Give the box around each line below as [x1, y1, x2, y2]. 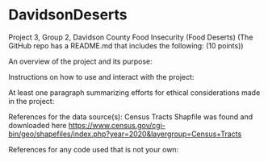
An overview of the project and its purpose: [8, 56, 153, 66]
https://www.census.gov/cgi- [68, 120, 165, 130]
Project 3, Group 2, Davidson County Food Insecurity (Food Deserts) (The [8, 32, 253, 42]
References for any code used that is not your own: [8, 144, 179, 154]
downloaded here [8, 120, 67, 130]
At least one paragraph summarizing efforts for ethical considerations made [8, 87, 261, 98]
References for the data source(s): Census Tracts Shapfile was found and [8, 111, 253, 122]
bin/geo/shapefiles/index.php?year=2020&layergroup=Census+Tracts [8, 129, 242, 139]
